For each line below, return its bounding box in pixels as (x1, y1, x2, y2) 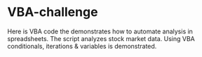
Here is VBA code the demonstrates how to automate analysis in (7, 27, 193, 35)
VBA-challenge (7, 4, 98, 20)
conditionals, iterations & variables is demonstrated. (7, 42, 157, 50)
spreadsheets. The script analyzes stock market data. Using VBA (7, 34, 195, 42)
